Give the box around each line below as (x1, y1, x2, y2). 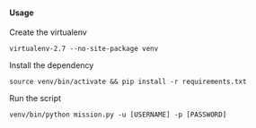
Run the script (9, 93, 61, 104)
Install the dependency (9, 60, 94, 71)
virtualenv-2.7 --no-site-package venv (9, 45, 159, 54)
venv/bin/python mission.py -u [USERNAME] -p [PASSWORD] (9, 110, 227, 120)
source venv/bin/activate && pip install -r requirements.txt (9, 77, 247, 87)
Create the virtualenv (9, 27, 87, 38)
